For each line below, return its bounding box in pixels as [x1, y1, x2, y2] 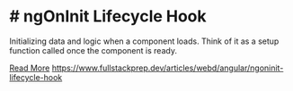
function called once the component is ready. [9, 45, 178, 55]
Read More [9, 62, 50, 73]
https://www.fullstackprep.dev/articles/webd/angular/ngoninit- [51, 62, 284, 73]
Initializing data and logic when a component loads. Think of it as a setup [9, 36, 280, 46]
